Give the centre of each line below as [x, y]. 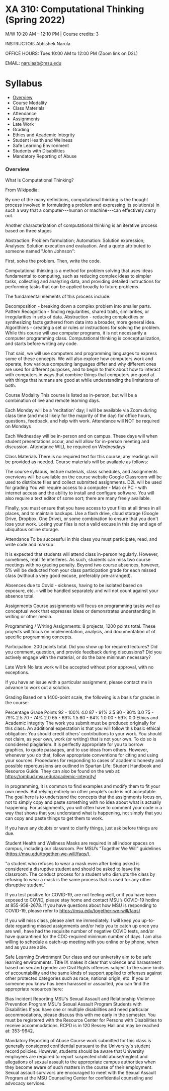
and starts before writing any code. [41, 344]
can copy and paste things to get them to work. [54, 818]
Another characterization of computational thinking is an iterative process [81, 225]
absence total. [20, 596]
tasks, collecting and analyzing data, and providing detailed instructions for [83, 281]
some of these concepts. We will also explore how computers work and [79, 359]
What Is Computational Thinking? [39, 180]
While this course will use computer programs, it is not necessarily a [76, 333]
